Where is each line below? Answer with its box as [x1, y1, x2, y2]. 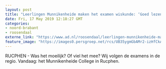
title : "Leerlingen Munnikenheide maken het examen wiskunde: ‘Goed [5, 12, 149, 17]
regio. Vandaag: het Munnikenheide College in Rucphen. [5, 58, 120, 64]
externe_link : [5, 35, 35, 40]
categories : [5, 21, 30, 26]
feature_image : [5, 39, 37, 44]
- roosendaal [5, 30, 32, 35]
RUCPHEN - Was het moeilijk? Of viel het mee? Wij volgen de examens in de [5, 53, 161, 59]
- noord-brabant [5, 26, 39, 31]
